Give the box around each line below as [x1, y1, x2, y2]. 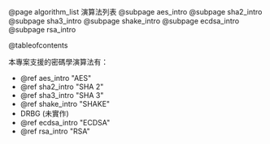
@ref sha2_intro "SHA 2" [20, 82, 104, 91]
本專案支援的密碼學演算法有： [8, 57, 108, 66]
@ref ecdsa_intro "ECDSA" [20, 118, 111, 127]
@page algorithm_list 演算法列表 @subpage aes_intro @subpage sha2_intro [8, 7, 263, 16]
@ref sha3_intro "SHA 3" [20, 91, 104, 100]
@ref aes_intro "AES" [20, 74, 92, 83]
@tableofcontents [8, 40, 68, 50]
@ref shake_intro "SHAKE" [20, 100, 111, 108]
